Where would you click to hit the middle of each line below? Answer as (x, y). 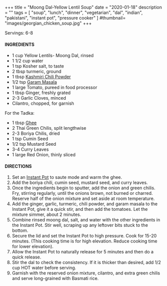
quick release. (26, 257)
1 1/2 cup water (28, 61)
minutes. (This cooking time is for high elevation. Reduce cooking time (85, 241)
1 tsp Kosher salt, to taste (38, 66)
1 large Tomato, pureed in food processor (54, 88)
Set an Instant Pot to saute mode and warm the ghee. (67, 177)
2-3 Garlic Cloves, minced (39, 98)
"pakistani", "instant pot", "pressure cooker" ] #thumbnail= (65, 18)
